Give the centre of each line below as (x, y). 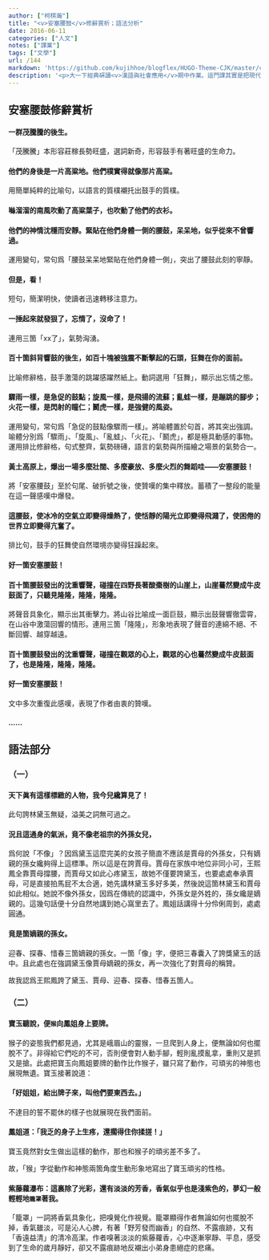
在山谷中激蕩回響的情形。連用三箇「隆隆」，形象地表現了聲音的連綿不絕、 (129, 624)
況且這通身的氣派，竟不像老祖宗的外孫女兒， (82, 834)
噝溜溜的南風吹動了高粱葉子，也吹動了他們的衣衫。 (92, 210)
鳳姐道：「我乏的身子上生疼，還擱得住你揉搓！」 (87, 1132)
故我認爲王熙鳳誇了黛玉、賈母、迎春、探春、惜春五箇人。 (103, 980)
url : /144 (25, 61)
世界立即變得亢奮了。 (43, 526)
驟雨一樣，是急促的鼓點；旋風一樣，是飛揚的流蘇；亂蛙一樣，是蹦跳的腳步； (134, 397)
